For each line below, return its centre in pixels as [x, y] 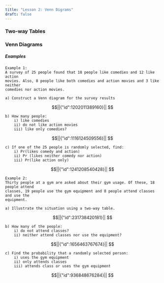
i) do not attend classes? [41, 231]
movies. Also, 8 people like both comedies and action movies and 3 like [82, 81]
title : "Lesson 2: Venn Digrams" [39, 10]
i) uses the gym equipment [41, 258]
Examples [15, 56]
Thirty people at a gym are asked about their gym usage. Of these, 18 [80, 183]
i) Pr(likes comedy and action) [47, 152]
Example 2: [16, 178]
